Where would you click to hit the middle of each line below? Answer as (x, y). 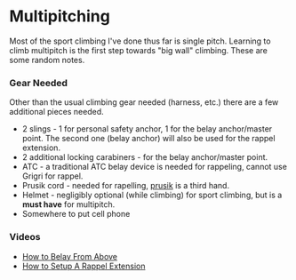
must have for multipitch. (68, 204)
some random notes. (47, 60)
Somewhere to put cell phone (76, 214)
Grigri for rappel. (52, 176)
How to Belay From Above (70, 256)
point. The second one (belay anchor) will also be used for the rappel (148, 139)
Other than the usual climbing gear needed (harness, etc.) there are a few (144, 102)
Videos (25, 237)
